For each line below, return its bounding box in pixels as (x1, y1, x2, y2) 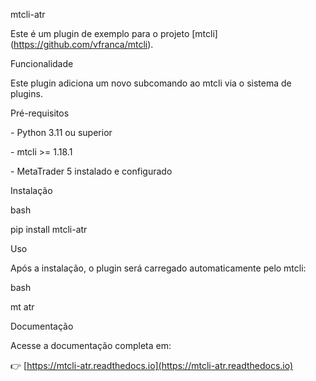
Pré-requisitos (10, 107, 70, 119)
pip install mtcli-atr (10, 224, 88, 235)
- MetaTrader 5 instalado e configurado (10, 165, 173, 177)
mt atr (10, 301, 35, 313)
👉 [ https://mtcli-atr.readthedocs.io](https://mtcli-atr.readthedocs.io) (10, 360, 294, 371)
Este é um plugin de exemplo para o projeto (10, 28, 190, 39)
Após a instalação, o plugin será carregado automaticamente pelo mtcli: (10, 262, 307, 274)
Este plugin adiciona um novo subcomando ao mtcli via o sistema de (10, 77, 292, 89)
